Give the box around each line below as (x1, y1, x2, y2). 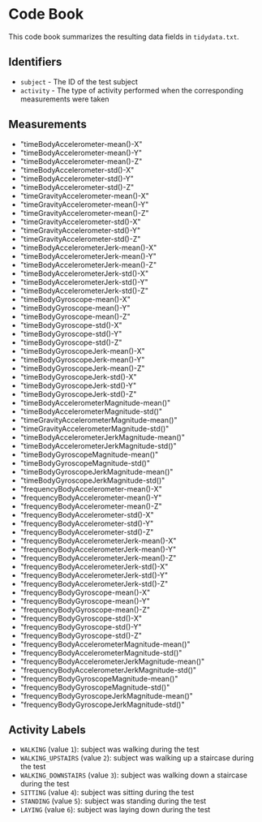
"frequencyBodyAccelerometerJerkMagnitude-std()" (19, 665, 197, 674)
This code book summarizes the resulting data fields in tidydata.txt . (8, 32, 239, 41)
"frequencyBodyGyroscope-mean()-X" (19, 587, 151, 597)
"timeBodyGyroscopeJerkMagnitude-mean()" (19, 467, 174, 476)
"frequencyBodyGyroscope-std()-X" (19, 613, 143, 623)
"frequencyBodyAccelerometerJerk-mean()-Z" (19, 553, 177, 562)
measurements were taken (19, 94, 110, 104)
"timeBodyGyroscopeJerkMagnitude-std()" (19, 476, 165, 485)
